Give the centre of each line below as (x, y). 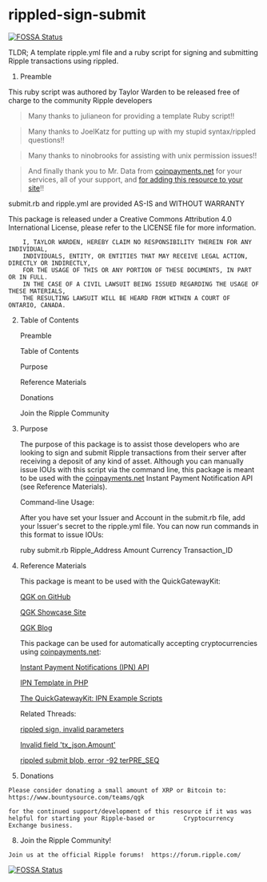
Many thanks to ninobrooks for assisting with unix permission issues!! (142, 155)
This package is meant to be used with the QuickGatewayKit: (120, 581)
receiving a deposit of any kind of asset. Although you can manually (132, 461)
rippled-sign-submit (77, 15)
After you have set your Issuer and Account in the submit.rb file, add (132, 517)
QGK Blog (36, 627)
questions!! (46, 140)
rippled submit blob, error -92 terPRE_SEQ (90, 760)
